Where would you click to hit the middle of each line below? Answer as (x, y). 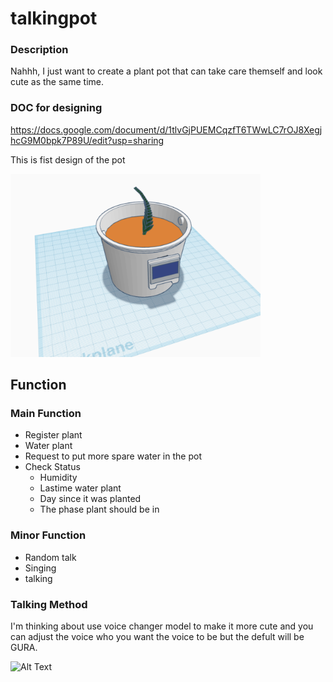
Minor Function (48, 535)
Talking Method (49, 604)
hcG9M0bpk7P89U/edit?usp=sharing (87, 140)
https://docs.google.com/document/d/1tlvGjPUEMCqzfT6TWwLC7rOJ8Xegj (166, 129)
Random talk (50, 557)
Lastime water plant (80, 488)
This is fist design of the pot (68, 159)
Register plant (53, 435)
